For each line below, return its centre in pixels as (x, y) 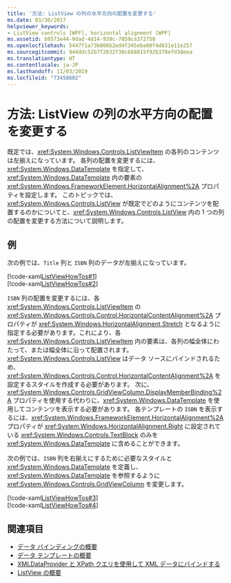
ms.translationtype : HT (41, 59)
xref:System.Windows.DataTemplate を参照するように (84, 476)
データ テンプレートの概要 (54, 555)
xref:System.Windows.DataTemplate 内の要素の (75, 178)
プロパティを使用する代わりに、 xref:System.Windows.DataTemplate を (113, 401)
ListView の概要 (39, 572)
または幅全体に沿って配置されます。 (82, 350)
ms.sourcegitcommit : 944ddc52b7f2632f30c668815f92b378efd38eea (100, 52)
